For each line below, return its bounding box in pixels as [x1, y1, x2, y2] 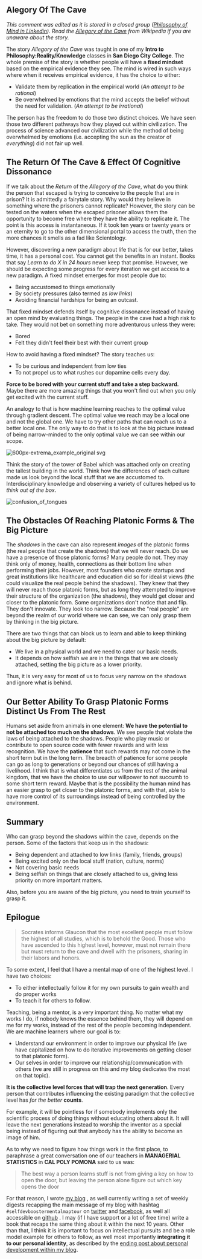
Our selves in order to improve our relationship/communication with [14, 1059, 183, 1066]
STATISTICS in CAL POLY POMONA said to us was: [6, 1158, 134, 1165]
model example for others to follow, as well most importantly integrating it [6, 1233, 191, 1240]
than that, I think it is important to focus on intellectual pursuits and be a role [6, 1226, 195, 1234]
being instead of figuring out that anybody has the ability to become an [6, 1127, 183, 1134]
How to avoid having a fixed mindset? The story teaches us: [6, 350, 155, 358]
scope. [6, 437, 24, 444]
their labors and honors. [21, 954, 81, 961]
